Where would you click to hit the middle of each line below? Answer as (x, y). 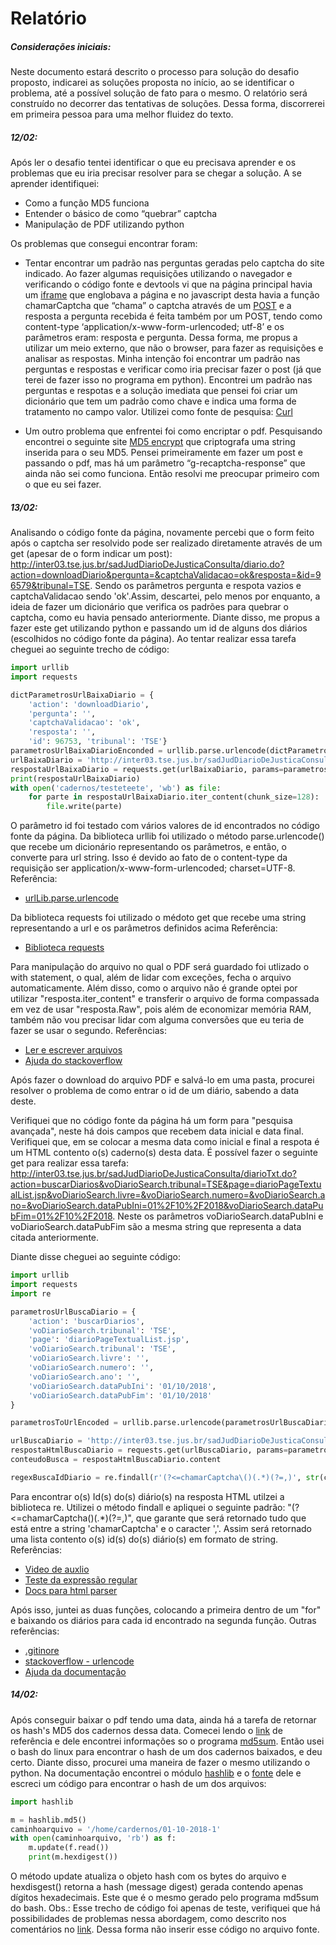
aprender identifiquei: (55, 184)
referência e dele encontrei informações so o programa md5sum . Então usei (167, 1741)
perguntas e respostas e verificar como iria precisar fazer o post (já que (173, 369)
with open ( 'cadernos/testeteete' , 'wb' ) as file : (116, 788)
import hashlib (42, 1802)
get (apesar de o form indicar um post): (91, 554)
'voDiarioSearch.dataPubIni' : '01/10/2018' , (122, 1386)
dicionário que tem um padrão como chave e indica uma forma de (160, 401)
